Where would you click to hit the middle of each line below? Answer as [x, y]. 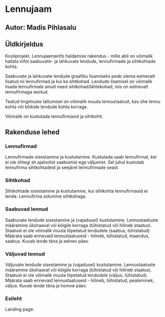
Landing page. [20, 309]
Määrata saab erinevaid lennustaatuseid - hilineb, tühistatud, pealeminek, [80, 280]
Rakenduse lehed [32, 132]
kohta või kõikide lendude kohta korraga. [46, 107]
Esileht [14, 298]
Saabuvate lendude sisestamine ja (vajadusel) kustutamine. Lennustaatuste [82, 220]
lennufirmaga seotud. [27, 92]
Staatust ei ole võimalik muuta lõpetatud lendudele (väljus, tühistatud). [77, 275]
